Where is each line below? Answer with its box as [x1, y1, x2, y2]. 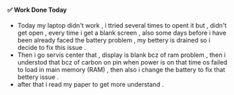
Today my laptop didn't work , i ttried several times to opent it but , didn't [17, 21, 227, 30]
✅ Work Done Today [7, 6, 67, 14]
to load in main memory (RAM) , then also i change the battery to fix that [17, 66, 226, 74]
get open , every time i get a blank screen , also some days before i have [17, 28, 227, 37]
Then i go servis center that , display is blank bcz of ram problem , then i [17, 51, 226, 59]
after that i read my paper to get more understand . [17, 80, 164, 89]
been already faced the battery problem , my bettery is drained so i [17, 36, 211, 44]
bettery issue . [17, 73, 59, 81]
